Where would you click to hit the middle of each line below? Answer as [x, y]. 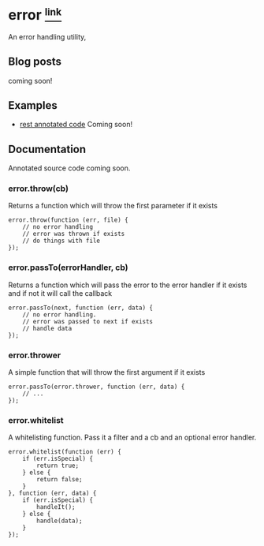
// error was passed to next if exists [88, 321]
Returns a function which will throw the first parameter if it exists [113, 206]
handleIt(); [56, 507]
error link [35, 15]
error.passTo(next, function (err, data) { [81, 308]
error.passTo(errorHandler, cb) [68, 267]
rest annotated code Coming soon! [76, 125]
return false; [59, 480]
